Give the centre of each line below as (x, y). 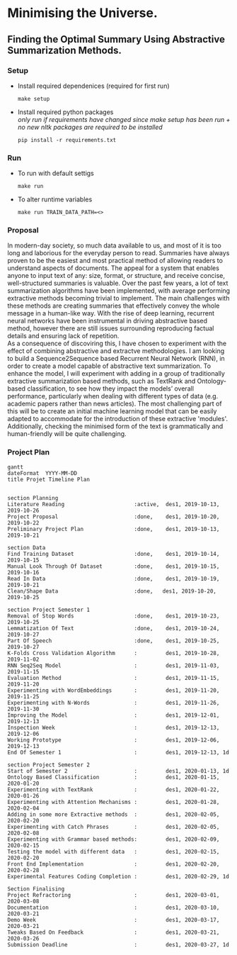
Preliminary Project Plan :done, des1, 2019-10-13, (114, 529)
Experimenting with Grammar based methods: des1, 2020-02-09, (114, 839)
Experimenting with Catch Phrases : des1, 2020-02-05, (114, 827)
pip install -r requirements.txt (67, 140)
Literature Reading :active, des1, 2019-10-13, (114, 504)
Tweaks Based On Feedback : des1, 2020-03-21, (114, 932)
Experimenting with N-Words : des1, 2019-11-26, (114, 703)
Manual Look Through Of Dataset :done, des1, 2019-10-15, (114, 566)
